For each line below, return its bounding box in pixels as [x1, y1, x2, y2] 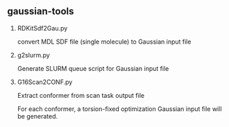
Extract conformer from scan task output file [17, 91, 144, 99]
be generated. [17, 112, 58, 120]
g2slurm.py [17, 51, 50, 59]
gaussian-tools [7, 6, 74, 17]
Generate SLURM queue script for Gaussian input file [17, 64, 169, 72]
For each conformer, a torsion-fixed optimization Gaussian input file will [17, 104, 222, 113]
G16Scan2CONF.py [17, 78, 73, 86]
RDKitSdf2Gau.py [17, 24, 68, 32]
